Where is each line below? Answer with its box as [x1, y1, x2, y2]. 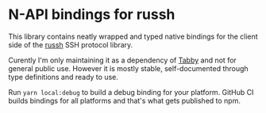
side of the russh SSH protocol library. [8, 40, 133, 49]
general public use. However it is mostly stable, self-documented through [8, 63, 249, 73]
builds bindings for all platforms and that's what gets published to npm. [8, 96, 241, 105]
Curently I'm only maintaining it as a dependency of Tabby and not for [8, 55, 237, 65]
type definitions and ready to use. [8, 72, 119, 81]
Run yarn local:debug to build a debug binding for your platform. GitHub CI [8, 87, 254, 96]
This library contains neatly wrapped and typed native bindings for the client [8, 32, 258, 41]
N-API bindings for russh [8, 6, 175, 24]
